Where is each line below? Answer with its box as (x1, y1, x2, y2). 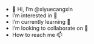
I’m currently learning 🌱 (12, 18, 71, 25)
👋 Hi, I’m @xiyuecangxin (12, 6, 73, 12)
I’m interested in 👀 (12, 12, 58, 19)
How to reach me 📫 (12, 32, 62, 38)
